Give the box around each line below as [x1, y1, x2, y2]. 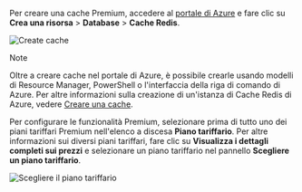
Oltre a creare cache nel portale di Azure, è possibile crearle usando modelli [9, 70, 294, 81]
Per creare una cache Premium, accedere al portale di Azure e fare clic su [9, 8, 286, 18]
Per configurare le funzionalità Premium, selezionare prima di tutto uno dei [9, 117, 287, 127]
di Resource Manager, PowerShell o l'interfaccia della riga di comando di [9, 80, 281, 90]
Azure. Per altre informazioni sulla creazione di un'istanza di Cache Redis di [9, 90, 292, 100]
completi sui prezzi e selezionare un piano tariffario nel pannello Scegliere [9, 145, 290, 156]
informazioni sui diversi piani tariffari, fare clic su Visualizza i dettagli [9, 136, 269, 146]
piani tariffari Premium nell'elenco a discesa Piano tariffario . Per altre [9, 126, 268, 137]
